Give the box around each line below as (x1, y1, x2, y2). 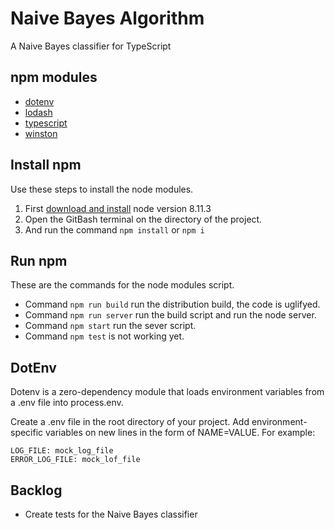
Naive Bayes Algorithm (10, 7, 205, 30)
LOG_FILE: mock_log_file (10, 446, 114, 456)
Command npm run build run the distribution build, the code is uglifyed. (24, 298, 321, 311)
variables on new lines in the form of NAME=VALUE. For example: (45, 427, 316, 439)
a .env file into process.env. (10, 397, 124, 409)
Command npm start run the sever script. (24, 320, 197, 332)
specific (10, 427, 44, 439)
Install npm (10, 157, 82, 174)
